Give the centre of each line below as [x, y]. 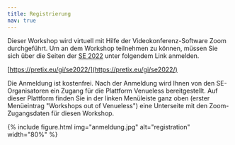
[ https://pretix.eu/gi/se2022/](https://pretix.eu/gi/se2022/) [93, 69]
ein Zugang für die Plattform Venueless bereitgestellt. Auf [134, 91]
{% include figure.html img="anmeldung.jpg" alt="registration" [99, 127]
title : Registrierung [39, 14]
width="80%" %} [33, 134]
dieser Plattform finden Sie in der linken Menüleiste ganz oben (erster [109, 98]
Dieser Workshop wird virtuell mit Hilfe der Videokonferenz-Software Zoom [117, 40]
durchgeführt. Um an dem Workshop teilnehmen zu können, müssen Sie [113, 48]
